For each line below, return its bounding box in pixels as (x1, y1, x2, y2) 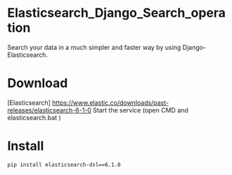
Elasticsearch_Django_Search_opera (7, 5, 226, 21)
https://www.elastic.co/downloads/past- (52, 98, 169, 107)
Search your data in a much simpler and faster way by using (7, 43, 181, 51)
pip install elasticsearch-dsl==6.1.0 (7, 161, 121, 168)
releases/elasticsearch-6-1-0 (7, 105, 91, 114)
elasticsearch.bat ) (7, 113, 61, 122)
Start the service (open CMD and (92, 105, 188, 114)
